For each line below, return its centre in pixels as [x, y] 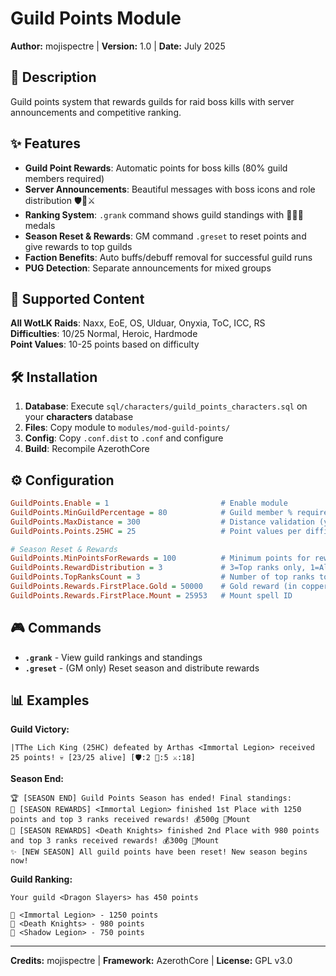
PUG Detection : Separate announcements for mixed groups [148, 268]
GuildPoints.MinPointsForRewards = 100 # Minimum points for [160, 558]
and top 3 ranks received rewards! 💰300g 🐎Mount [115, 841]
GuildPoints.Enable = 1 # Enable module [149, 503]
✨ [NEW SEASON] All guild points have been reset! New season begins [159, 852]
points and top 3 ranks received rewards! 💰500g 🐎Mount [130, 820]
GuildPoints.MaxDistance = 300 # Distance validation [162, 522]
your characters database [79, 417]
